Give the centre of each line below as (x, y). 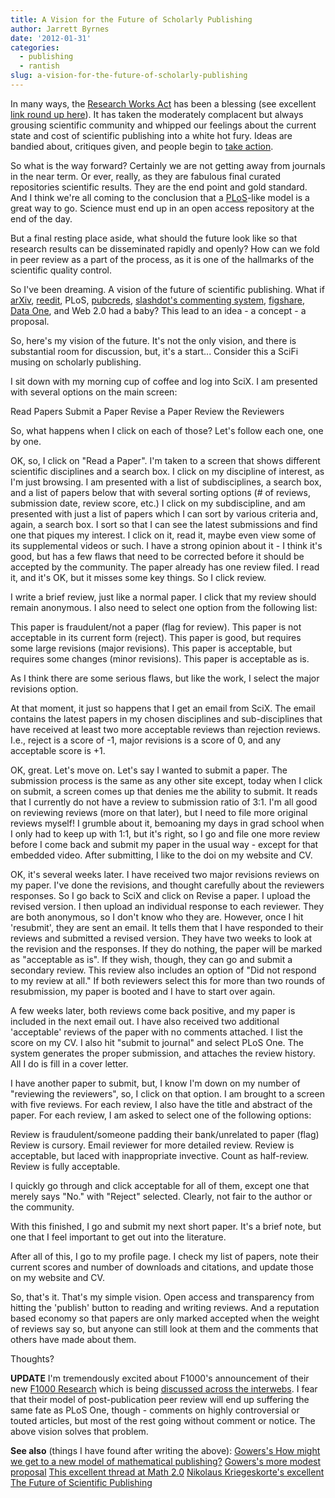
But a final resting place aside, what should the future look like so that (154, 238)
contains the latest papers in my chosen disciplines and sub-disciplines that (166, 718)
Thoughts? (32, 1358)
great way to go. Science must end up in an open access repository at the (162, 208)
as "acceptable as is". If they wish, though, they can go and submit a (151, 959)
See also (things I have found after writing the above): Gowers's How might (165, 1450)
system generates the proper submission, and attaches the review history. (163, 1053)
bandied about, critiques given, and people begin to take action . (142, 146)
